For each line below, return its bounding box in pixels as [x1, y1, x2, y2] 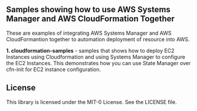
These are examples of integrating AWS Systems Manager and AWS [6, 29, 172, 36]
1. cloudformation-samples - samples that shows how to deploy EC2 [6, 47, 175, 54]
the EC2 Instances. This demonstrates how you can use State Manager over [6, 59, 191, 66]
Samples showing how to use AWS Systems [6, 5, 171, 15]
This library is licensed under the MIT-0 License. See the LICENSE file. [6, 98, 177, 105]
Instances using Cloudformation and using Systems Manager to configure [6, 53, 186, 60]
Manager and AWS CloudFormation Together [6, 14, 175, 24]
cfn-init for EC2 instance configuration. [6, 66, 101, 73]
